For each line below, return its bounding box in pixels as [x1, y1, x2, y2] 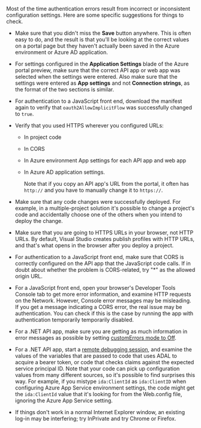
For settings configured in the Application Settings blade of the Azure [14, 60, 189, 67]
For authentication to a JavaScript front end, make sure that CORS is [14, 254, 184, 260]
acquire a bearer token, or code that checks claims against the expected [14, 359, 194, 365]
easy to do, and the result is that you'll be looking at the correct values [14, 36, 190, 43]
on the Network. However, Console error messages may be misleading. [14, 297, 191, 304]
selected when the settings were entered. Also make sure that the [14, 73, 178, 80]
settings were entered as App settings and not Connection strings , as [14, 79, 190, 87]
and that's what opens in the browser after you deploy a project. [14, 242, 174, 249]
